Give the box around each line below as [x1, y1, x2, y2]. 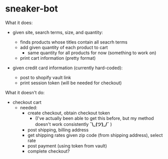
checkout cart [12, 99, 42, 105]
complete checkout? [27, 148, 70, 154]
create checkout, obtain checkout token [27, 110, 110, 116]
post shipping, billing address [27, 126, 89, 133]
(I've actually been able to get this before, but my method [35, 115, 154, 121]
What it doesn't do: [5, 89, 45, 95]
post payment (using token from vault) [27, 142, 107, 148]
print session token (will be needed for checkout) [20, 80, 122, 86]
